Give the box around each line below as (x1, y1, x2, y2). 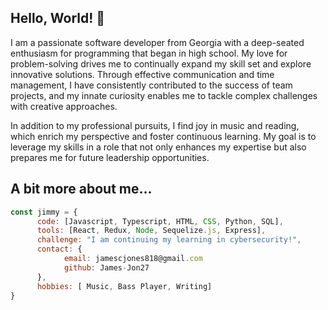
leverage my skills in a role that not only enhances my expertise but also (10, 141, 307, 153)
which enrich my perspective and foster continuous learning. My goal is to (10, 130, 317, 142)
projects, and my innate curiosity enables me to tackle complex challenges (10, 89, 318, 101)
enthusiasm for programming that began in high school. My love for (10, 47, 288, 59)
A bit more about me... (10, 181, 153, 198)
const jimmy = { (10, 207, 78, 217)
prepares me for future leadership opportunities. (10, 151, 210, 163)
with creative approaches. (10, 100, 118, 112)
